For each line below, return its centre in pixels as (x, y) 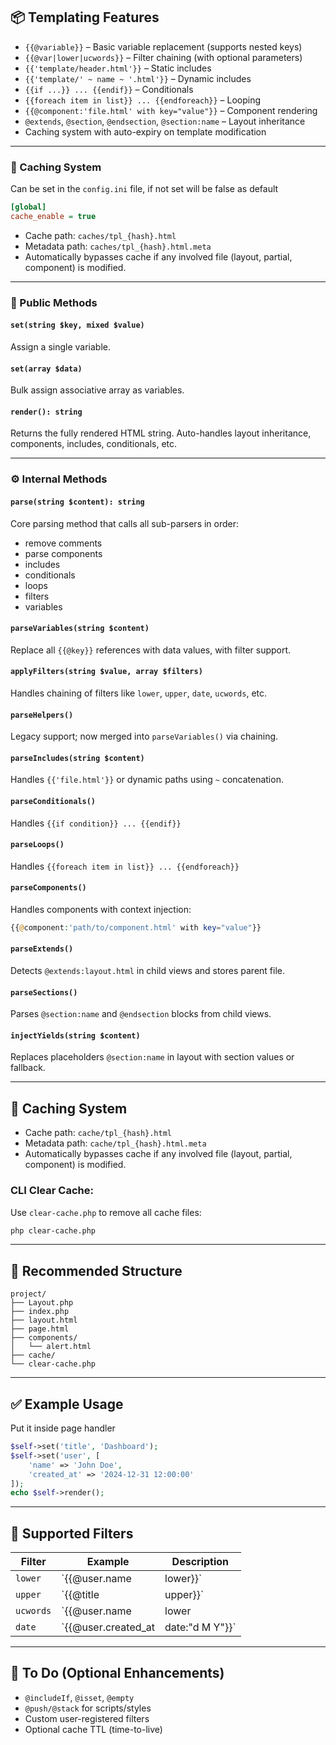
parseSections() (44, 992)
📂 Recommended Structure (96, 1270)
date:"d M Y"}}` (200, 1627)
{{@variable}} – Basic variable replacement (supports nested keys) (163, 46)
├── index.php (40, 1312)
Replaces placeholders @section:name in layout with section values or (152, 1057)
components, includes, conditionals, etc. (94, 444)
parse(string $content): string (77, 502)
